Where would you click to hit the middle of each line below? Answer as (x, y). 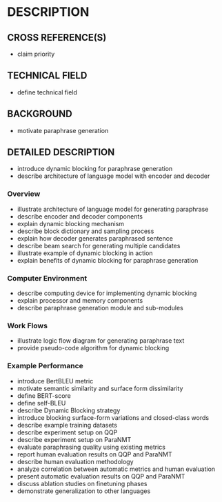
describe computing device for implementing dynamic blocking (107, 293)
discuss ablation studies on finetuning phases (82, 483)
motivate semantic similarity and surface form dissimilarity (100, 388)
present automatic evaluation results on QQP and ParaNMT (101, 476)
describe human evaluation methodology (75, 461)
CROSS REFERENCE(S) (57, 38)
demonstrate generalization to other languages (84, 491)
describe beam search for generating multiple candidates (99, 245)
